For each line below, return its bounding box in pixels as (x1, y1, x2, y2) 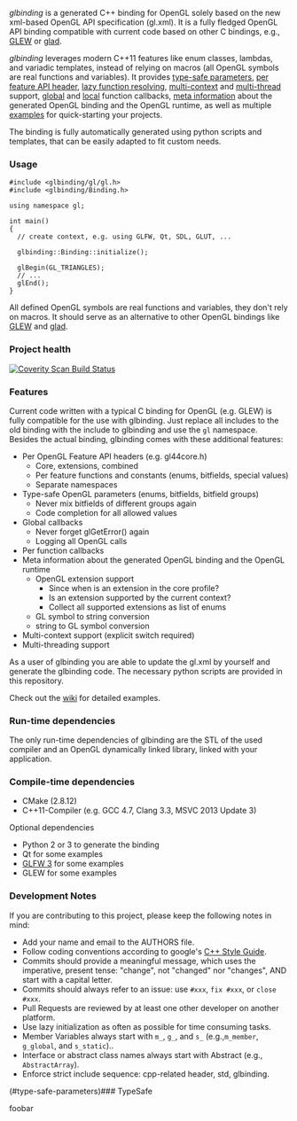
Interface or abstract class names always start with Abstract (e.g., (21, 1049, 263, 1060)
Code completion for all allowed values (35, 507, 177, 518)
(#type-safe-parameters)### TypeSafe (9, 1086, 153, 1096)
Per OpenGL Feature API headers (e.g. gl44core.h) (21, 451, 207, 462)
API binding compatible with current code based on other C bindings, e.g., (9, 27, 281, 36)
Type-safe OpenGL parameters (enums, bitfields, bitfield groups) (21, 488, 260, 499)
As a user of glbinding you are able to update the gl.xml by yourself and (9, 656, 270, 667)
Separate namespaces (35, 479, 118, 490)
